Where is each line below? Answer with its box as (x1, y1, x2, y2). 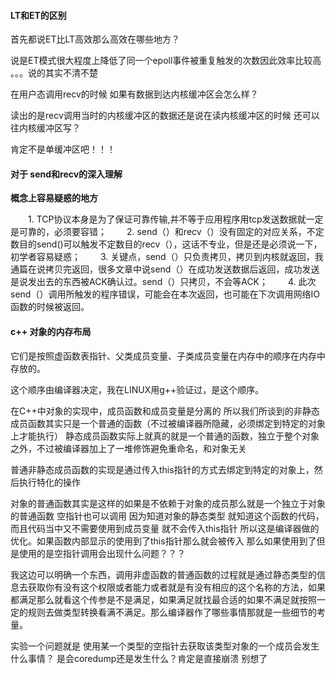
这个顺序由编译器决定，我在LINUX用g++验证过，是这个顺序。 (10, 383, 265, 395)
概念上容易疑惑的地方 (10, 192, 98, 204)
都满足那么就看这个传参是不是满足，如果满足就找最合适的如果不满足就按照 (10, 593, 317, 605)
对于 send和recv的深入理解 (10, 168, 123, 180)
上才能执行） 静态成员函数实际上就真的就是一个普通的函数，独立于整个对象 (10, 430, 320, 442)
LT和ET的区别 (10, 9, 67, 21)
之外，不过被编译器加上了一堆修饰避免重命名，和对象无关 (10, 442, 247, 454)
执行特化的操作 (18, 476, 81, 488)
